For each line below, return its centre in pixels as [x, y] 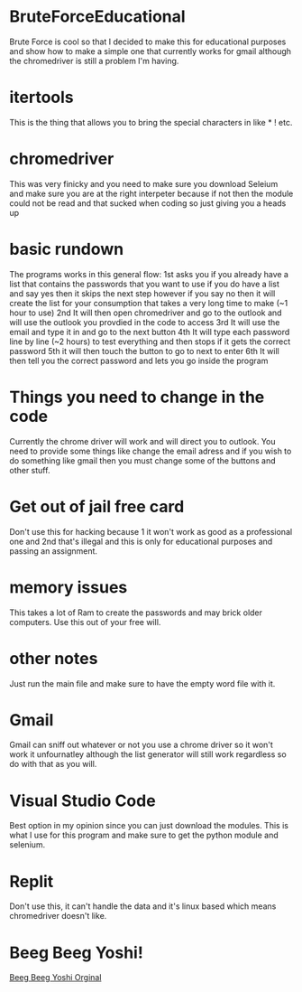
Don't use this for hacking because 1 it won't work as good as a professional [151, 531]
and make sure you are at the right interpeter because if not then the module [151, 193]
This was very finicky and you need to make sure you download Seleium [144, 183]
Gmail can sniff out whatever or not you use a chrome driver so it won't [141, 745]
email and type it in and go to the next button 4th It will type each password [150, 332]
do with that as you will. [53, 764]
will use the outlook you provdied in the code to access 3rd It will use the [145, 322]
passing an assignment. [53, 551]
